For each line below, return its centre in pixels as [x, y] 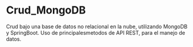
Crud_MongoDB [46, 10]
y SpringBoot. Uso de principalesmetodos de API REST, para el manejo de [96, 32]
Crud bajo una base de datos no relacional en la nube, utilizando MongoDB [97, 26]
